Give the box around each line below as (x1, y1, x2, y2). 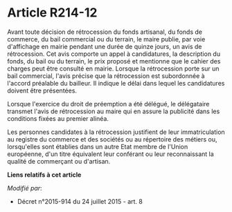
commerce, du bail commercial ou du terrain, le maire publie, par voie (7, 35, 206, 43)
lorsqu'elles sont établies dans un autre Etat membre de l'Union (7, 142, 188, 151)
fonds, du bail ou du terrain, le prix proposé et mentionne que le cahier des (7, 57, 221, 65)
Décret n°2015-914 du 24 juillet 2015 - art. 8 (17, 197, 143, 205)
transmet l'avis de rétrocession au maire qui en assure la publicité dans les (7, 107, 220, 115)
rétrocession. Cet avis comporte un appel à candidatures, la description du (7, 50, 220, 58)
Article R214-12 (7, 5, 98, 21)
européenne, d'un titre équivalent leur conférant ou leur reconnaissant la (7, 150, 215, 158)
